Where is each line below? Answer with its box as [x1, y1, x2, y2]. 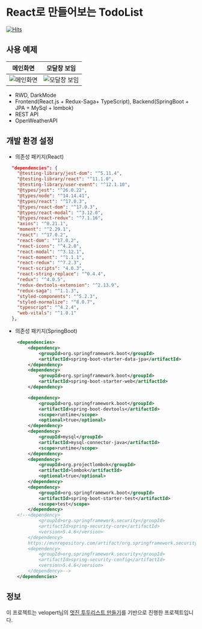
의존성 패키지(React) [14, 153, 64, 160]
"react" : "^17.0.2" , [17, 232, 69, 238]
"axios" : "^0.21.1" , [17, 220, 69, 227]
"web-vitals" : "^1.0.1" [17, 310, 77, 316]
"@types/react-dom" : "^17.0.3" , [17, 204, 98, 210]
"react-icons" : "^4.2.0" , [17, 243, 82, 249]
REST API [14, 111, 39, 118]
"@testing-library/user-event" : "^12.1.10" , [17, 181, 130, 188]
